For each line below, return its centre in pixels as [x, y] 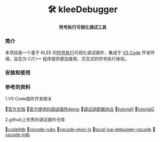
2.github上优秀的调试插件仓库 [35, 120]
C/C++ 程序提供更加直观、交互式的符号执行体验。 [78, 59]
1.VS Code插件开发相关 [29, 99]
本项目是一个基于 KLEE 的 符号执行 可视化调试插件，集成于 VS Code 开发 [78, 53]
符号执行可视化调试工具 [83, 27]
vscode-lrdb [18, 135]
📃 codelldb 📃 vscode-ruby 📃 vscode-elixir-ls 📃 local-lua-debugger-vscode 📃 [80, 129]
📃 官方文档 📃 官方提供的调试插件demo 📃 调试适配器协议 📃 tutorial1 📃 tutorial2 [80, 109]
